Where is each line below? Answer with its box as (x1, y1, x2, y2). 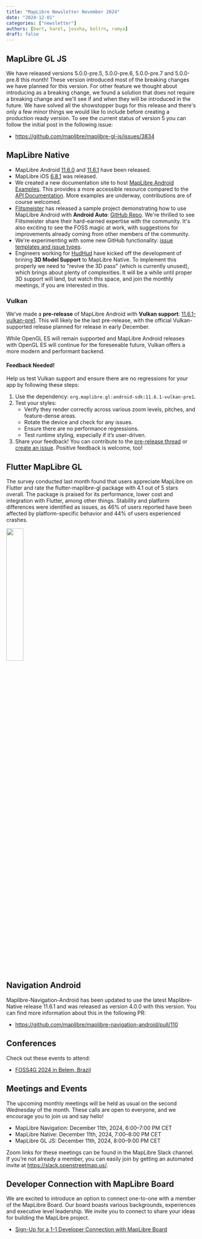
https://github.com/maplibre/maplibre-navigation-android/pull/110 (14, 1021, 178, 1028)
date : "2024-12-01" (6, 14, 55, 21)
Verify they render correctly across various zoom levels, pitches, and (24, 406, 196, 413)
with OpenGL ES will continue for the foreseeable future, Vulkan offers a (6, 342, 186, 349)
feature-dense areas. (24, 412, 77, 419)
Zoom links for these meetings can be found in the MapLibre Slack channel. (6, 1148, 194, 1156)
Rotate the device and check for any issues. (24, 419, 133, 426)
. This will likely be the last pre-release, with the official (35, 317, 172, 324)
